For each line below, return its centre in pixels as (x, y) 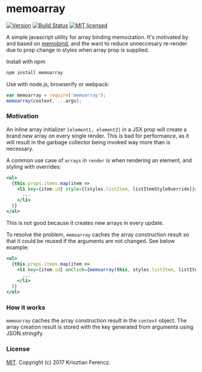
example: (17, 247)
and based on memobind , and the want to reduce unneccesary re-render (97, 43)
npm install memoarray (35, 72)
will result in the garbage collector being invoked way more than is (88, 142)
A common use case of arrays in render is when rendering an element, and (99, 160)
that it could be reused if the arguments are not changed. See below (91, 241)
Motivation (23, 116)
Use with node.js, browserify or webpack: (58, 84)
